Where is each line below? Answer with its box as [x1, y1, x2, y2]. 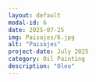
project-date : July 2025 [8, 48, 89, 55]
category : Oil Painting [8, 55, 86, 63]
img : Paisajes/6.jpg [8, 33, 76, 41]
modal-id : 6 [8, 19, 47, 27]
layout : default [8, 11, 61, 20]
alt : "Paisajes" [8, 41, 61, 48]
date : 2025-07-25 [8, 26, 65, 34]
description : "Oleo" [8, 62, 76, 70]
